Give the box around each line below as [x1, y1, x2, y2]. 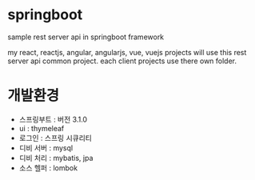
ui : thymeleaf [18, 123, 65, 133]
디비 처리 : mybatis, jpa [18, 153, 94, 162]
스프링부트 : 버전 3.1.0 [18, 114, 88, 124]
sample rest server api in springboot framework [7, 32, 165, 42]
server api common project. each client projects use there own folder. [7, 56, 237, 66]
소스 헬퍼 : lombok [18, 162, 78, 173]
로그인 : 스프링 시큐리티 [18, 133, 93, 142]
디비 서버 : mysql [18, 142, 74, 153]
